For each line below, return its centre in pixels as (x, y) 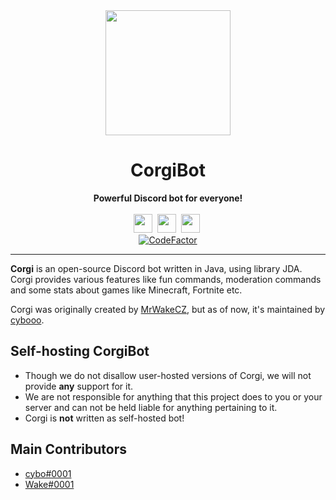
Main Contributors (68, 449)
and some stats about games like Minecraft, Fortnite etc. (126, 290)
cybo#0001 (48, 473)
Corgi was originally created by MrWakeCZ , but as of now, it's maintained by (168, 309)
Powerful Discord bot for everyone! (168, 198)
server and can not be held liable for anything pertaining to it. (151, 407)
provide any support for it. (79, 386)
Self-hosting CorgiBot (80, 351)
